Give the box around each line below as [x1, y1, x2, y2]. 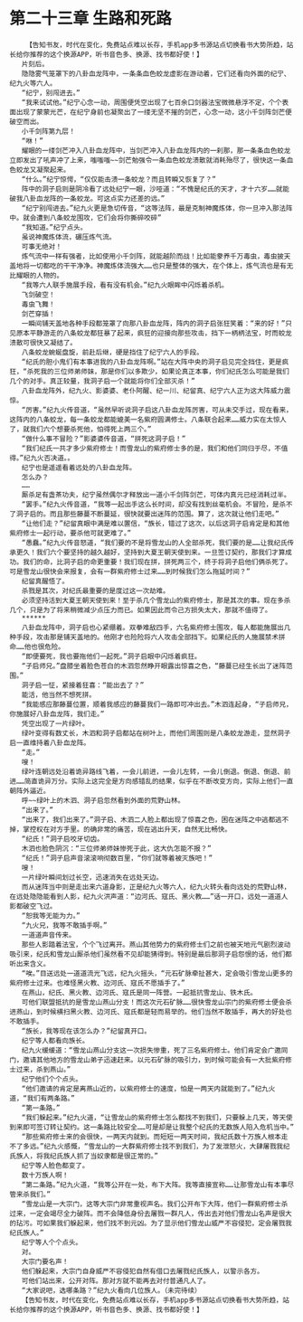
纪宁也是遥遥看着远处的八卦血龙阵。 [21, 463, 137, 472]
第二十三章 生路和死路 [9, 8, 172, 29]
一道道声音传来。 [21, 930, 76, 940]
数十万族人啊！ [21, 1170, 70, 1180]
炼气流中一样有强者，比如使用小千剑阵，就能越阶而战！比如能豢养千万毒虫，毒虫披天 [21, 251, 291, 260]
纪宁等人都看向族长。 [21, 1036, 90, 1045]
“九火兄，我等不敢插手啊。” [21, 921, 108, 930]
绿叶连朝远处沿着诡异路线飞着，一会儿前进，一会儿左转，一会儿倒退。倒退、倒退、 [21, 767, 285, 776]
